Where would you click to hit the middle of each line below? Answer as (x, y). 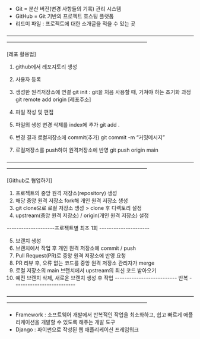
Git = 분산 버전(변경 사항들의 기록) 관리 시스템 (68, 9)
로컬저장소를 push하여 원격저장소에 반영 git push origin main (87, 150)
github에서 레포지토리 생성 (46, 67)
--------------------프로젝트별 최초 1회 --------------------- (78, 228)
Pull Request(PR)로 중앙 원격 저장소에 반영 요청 (71, 255)
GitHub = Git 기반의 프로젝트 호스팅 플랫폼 (65, 16)
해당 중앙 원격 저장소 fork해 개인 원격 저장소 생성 (72, 200)
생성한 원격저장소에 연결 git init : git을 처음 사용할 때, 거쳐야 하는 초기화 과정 (103, 92)
